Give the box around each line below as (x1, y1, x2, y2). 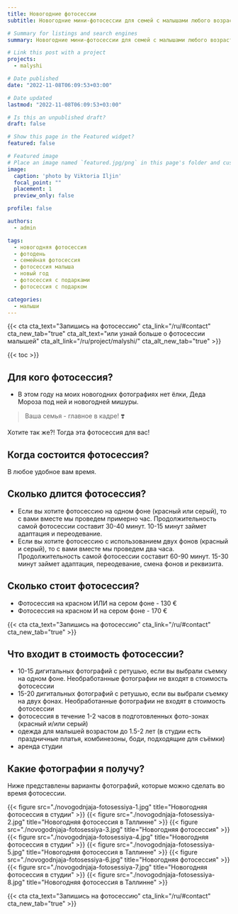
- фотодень (13, 250, 46, 257)
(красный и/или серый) (17, 720, 89, 728)
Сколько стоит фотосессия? (7, 580, 140, 592)
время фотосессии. (7, 789, 67, 798)
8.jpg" (7, 878, 25, 886)
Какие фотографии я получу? (7, 762, 145, 774)
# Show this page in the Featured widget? (7, 133, 135, 140)
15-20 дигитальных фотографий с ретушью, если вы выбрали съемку (17, 689, 229, 698)
